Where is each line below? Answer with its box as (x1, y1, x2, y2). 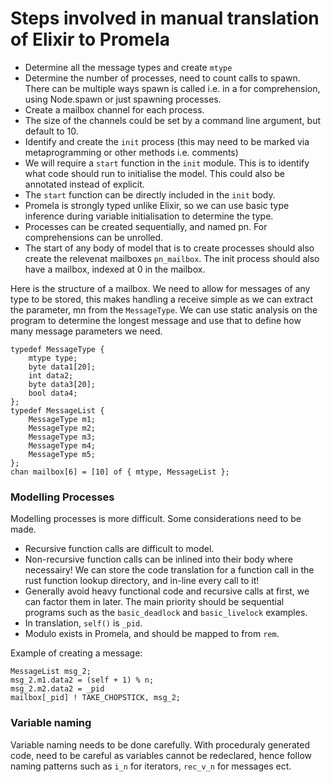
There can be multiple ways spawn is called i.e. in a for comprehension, (24, 82, 321, 94)
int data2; (28, 370, 74, 381)
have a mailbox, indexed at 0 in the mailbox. (24, 263, 206, 275)
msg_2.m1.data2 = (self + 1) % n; (10, 675, 155, 686)
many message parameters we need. (10, 325, 163, 337)
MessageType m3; (28, 432, 97, 442)
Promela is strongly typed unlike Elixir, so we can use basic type (24, 199, 290, 211)
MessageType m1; (28, 414, 97, 424)
